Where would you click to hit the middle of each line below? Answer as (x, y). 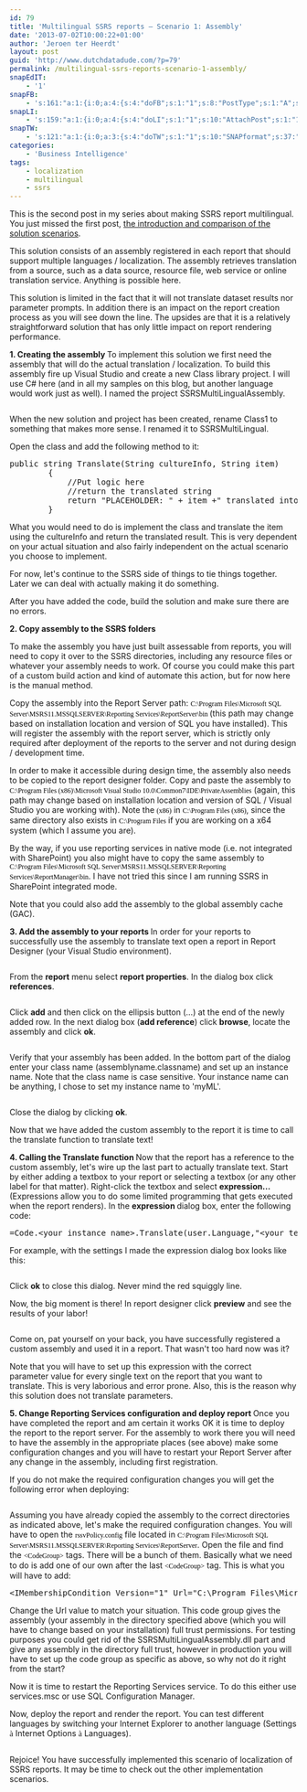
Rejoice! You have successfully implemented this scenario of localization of (151, 1760)
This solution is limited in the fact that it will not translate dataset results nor (152, 298)
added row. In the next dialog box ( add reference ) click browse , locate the (150, 1022)
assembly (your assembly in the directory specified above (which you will (148, 1620)
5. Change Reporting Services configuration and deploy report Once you (149, 1413)
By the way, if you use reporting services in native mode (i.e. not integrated (151, 848)
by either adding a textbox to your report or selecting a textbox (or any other (153, 1177)
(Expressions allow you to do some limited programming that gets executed (151, 1196)
